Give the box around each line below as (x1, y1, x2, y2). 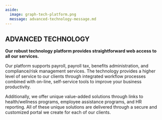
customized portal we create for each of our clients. (5, 110, 111, 116)
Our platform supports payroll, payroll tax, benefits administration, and (5, 63, 149, 69)
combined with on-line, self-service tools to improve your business (5, 79, 142, 85)
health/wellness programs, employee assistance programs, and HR (5, 99, 142, 105)
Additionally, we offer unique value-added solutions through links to (5, 94, 144, 100)
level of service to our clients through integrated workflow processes (5, 73, 146, 79)
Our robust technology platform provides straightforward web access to (5, 48, 157, 54)
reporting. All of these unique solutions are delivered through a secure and (5, 104, 157, 110)
